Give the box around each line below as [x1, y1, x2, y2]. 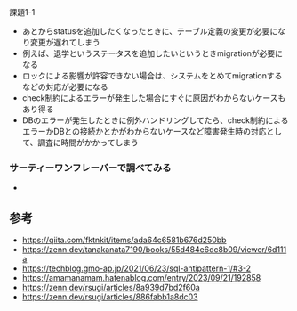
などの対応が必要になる [21, 82, 108, 92]
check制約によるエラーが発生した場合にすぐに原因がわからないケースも [21, 93, 286, 103]
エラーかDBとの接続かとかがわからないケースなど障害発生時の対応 [21, 127, 267, 136]
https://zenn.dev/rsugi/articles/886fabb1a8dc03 [21, 291, 198, 302]
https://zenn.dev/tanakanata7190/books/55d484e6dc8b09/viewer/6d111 [21, 244, 287, 255]
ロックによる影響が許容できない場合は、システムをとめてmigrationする [21, 70, 283, 81]
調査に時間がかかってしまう [37, 137, 140, 148]
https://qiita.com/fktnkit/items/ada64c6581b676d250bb [21, 234, 227, 246]
